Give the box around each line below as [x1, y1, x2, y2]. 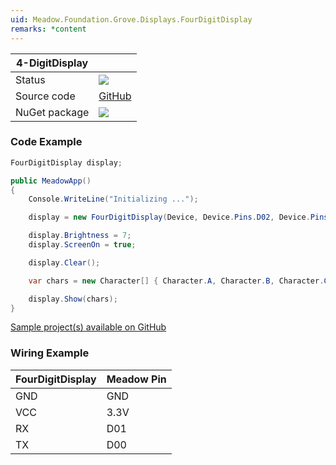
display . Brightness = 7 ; [28, 231, 132, 241]
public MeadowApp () [10, 176, 92, 186]
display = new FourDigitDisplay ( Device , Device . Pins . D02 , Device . [28, 212, 311, 223]
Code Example [10, 135, 83, 149]
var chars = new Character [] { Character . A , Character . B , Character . [28, 276, 325, 286]
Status [15, 72, 46, 86]
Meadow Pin [106, 372, 167, 386]
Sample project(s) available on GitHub [10, 321, 167, 333]
